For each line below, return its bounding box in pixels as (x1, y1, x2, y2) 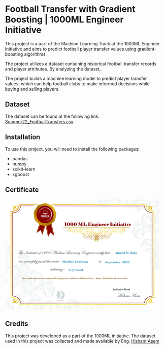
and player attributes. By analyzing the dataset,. (5, 66, 102, 72)
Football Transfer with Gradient (5, 3, 135, 15)
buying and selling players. (5, 86, 60, 92)
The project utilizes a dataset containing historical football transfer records (5, 61, 157, 67)
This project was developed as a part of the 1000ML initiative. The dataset (5, 333, 156, 339)
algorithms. (24, 51, 47, 57)
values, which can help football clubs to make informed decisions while (5, 80, 150, 87)
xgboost (12, 171, 30, 177)
